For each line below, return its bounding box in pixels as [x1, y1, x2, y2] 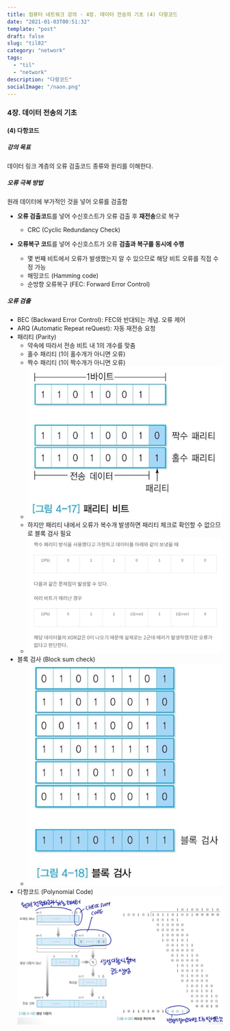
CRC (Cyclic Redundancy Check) [27, 225, 121, 234]
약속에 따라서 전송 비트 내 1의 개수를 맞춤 [27, 341, 136, 349]
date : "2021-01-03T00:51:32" [7, 18, 90, 25]
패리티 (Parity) [16, 332, 57, 340]
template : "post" [7, 25, 57, 32]
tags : [7, 55, 23, 62]
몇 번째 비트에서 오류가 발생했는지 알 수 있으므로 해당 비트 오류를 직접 [27, 254, 212, 262]
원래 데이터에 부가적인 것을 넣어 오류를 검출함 [7, 197, 128, 206]
